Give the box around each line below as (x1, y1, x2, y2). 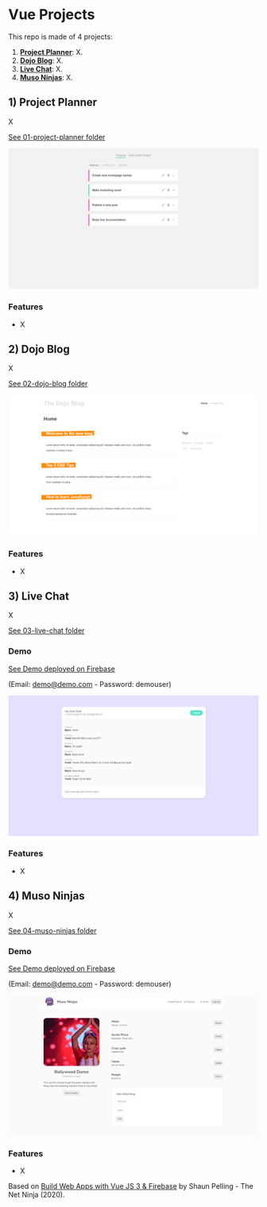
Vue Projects (8, 6, 95, 24)
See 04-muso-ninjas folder (8, 926, 97, 935)
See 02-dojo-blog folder (8, 379, 88, 389)
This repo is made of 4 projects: (8, 32, 113, 41)
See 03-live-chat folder (8, 626, 85, 635)
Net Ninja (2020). (8, 1190, 65, 1200)
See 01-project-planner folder (8, 132, 106, 142)
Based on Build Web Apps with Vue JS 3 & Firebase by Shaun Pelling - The (8, 1182, 253, 1191)
